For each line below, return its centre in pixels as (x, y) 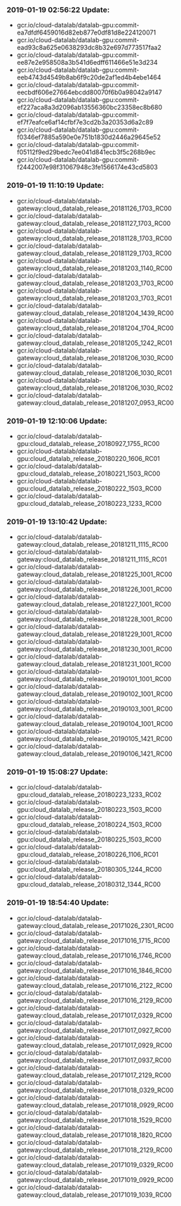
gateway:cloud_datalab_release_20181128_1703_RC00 (94, 238)
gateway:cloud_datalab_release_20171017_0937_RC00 (94, 1060)
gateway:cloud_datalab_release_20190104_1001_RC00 (95, 724)
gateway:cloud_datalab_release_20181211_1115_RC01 (92, 559)
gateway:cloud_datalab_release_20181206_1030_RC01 (94, 373)
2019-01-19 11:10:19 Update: (55, 186)
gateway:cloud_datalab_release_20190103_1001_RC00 (95, 709)
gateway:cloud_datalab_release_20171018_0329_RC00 (95, 1090)
